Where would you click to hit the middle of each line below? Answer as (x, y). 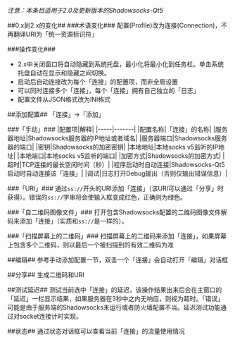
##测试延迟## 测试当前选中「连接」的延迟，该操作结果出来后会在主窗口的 (115, 290)
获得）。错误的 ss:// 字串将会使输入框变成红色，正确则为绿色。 (97, 197)
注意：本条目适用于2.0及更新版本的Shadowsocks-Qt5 (85, 10)
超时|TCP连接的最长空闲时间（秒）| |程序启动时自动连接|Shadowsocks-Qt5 (116, 165)
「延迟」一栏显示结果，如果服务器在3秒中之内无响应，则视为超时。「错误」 (115, 299)
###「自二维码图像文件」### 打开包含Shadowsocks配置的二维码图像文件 (114, 212)
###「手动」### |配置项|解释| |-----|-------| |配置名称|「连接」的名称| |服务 (118, 129)
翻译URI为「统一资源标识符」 (56, 34)
